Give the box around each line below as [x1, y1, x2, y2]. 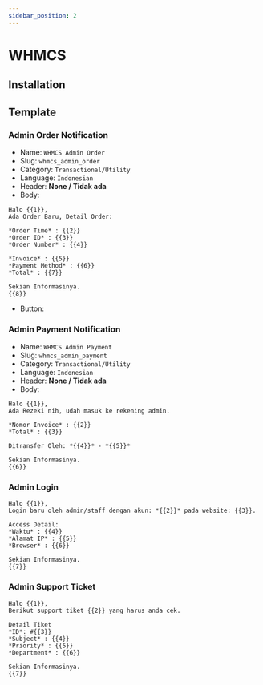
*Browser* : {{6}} [8, 542, 70, 550]
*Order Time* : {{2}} [8, 226, 81, 235]
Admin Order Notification [8, 129, 108, 140]
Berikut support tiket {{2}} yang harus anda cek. [8, 606, 181, 614]
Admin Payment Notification [8, 324, 121, 335]
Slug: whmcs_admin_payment [19, 350, 108, 361]
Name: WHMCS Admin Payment [19, 342, 112, 352]
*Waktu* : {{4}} [8, 528, 63, 536]
